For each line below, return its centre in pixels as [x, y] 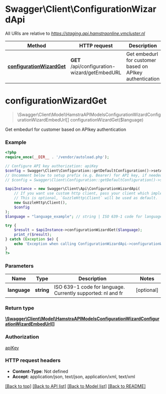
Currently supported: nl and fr [89, 293]
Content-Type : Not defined [40, 371]
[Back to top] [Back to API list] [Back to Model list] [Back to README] [75, 386]
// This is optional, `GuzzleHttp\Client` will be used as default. [86, 198]
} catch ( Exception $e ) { [32, 239]
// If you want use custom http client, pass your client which [82, 194]
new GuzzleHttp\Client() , [41, 203]
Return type [20, 308]
